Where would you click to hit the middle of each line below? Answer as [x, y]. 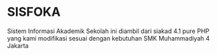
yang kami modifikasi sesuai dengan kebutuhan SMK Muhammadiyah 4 [108, 38]
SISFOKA [34, 12]
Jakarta [18, 45]
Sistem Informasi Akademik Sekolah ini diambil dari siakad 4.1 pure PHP [108, 31]
